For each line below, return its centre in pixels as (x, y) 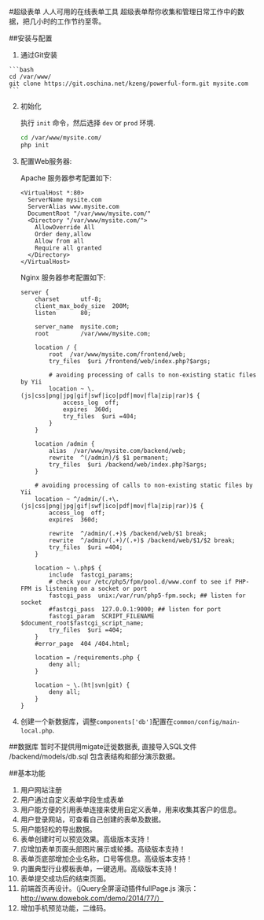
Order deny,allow (63, 234)
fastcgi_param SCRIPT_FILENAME (102, 616)
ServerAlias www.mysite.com (74, 206)
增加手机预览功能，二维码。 (65, 907)
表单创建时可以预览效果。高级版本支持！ (86, 839)
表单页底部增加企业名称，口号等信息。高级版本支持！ (106, 859)
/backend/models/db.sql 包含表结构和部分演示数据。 (94, 756)
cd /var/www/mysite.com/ (61, 138)
